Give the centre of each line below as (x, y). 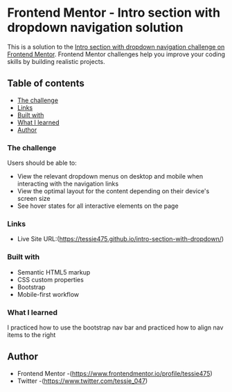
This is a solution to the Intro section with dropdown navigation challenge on (116, 47)
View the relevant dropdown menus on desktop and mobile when (110, 177)
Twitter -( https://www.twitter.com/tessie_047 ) (82, 381)
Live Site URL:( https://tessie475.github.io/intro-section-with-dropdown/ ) (121, 239)
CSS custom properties (51, 279)
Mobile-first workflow (48, 294)
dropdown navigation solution (95, 27)
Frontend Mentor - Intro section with (114, 13)
